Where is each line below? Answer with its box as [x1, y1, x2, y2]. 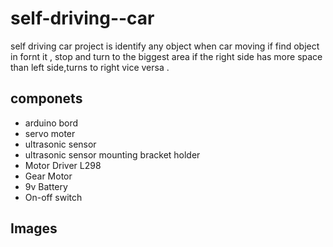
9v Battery [24, 180, 68, 192]
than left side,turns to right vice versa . [10, 61, 170, 73]
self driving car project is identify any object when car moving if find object [10, 40, 320, 52]
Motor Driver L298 [24, 159, 102, 171]
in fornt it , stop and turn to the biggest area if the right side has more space [10, 50, 323, 62]
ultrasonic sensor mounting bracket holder [24, 148, 201, 161]
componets [10, 90, 83, 107]
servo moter [24, 127, 76, 139]
